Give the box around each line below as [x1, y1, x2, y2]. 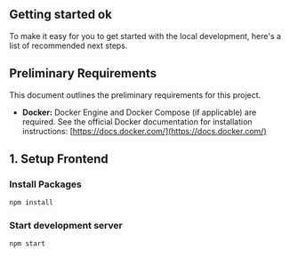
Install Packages [9, 178, 82, 190]
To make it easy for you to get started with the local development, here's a [9, 30, 282, 41]
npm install [9, 198, 53, 207]
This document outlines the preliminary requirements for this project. [9, 89, 262, 100]
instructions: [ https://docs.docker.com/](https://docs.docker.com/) [21, 125, 267, 136]
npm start [9, 239, 46, 248]
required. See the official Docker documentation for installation [21, 116, 253, 127]
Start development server [9, 220, 123, 232]
